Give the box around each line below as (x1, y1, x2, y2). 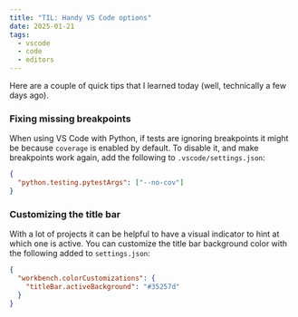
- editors (17, 55, 54, 64)
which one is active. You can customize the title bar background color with (9, 238, 288, 249)
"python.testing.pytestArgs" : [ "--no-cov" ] (17, 178, 184, 187)
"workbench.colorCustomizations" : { (17, 274, 156, 283)
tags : (9, 30, 30, 39)
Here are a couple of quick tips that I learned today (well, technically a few (9, 81, 287, 91)
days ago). (9, 90, 50, 101)
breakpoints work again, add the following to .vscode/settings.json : (9, 152, 265, 163)
